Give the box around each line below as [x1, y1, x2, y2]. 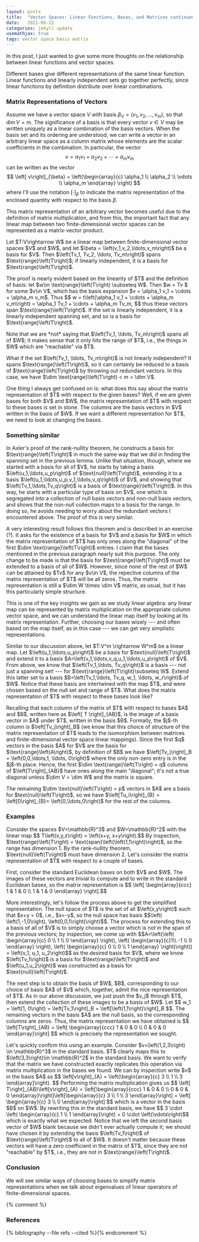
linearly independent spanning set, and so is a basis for [6, 312, 141, 320]
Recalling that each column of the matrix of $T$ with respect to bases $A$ [6, 704, 188, 711]
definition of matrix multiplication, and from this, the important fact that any [6, 214, 190, 221]
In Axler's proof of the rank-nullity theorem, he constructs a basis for [6, 444, 174, 451]
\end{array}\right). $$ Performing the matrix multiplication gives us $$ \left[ [6, 1079, 191, 1087]
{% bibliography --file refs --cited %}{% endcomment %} [6, 1229, 147, 1236]
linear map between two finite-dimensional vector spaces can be [6, 220, 165, 227]
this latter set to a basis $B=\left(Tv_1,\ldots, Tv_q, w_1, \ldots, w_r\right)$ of [6, 673, 189, 681]
